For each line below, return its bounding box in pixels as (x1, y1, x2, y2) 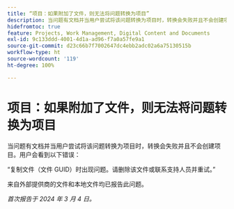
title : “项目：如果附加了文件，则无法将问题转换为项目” (7, 10, 150, 17)
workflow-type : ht (7, 49, 61, 56)
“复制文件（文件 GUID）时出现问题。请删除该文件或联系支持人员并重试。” (7, 165, 216, 174)
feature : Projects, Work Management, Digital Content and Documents (7, 29, 210, 37)
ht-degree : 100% (7, 62, 54, 69)
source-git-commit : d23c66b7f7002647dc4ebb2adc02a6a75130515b (7, 42, 192, 49)
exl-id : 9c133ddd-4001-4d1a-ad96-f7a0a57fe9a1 (7, 36, 145, 43)
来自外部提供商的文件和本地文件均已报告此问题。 (7, 180, 148, 188)
